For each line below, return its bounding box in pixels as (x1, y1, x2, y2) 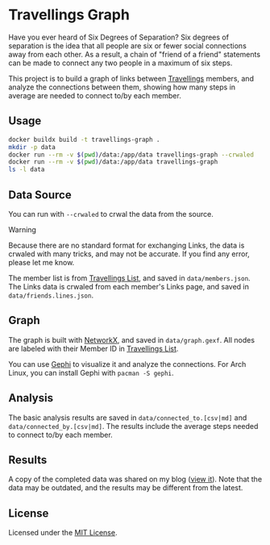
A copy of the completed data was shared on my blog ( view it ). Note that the (8, 474, 263, 485)
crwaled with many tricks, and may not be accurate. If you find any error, (8, 248, 250, 259)
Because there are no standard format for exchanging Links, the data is (8, 240, 245, 250)
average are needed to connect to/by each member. (8, 90, 181, 100)
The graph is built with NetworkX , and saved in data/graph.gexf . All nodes (8, 335, 255, 344)
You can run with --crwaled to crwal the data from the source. (8, 209, 214, 218)
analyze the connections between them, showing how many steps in (8, 82, 236, 92)
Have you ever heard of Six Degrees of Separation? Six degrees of (8, 32, 230, 42)
